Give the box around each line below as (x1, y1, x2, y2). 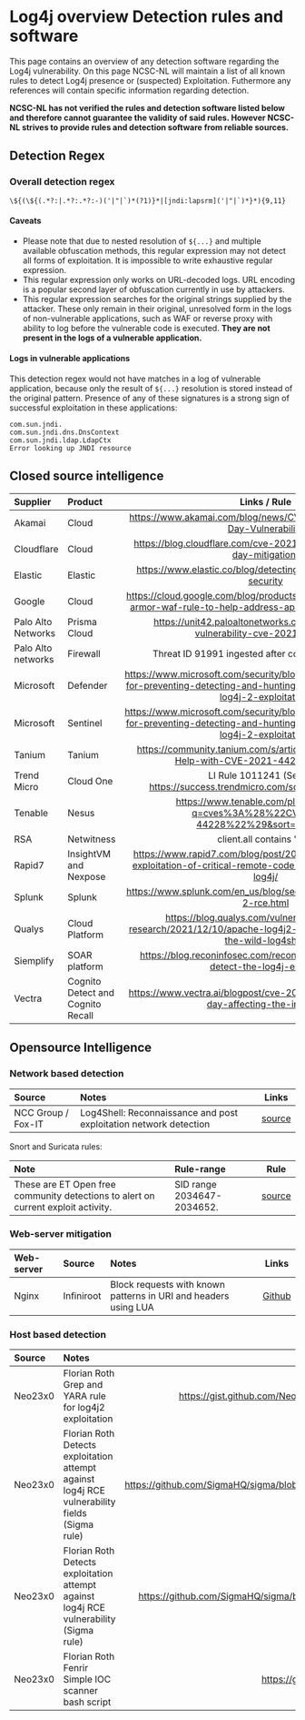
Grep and (63, 1379, 103, 1391)
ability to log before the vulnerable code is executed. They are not (22, 322, 271, 333)
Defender (67, 679, 108, 692)
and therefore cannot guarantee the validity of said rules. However (9, 112, 266, 123)
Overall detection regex (9, 176, 115, 188)
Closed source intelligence (9, 469, 164, 484)
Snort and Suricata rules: (9, 1140, 103, 1152)
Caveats (9, 216, 42, 227)
